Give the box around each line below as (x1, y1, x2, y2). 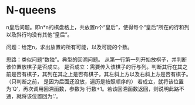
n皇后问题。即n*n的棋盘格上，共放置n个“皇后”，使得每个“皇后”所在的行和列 (6, 23, 190, 31)
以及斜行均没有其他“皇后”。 (6, 31, 73, 38)
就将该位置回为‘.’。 (16, 92, 62, 100)
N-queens (6, 4, 56, 17)
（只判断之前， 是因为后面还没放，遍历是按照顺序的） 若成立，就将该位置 (6, 77, 184, 85)
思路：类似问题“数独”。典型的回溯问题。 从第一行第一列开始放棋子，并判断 (6, 56, 187, 63)
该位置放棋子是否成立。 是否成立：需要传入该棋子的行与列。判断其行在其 (6, 63, 183, 70)
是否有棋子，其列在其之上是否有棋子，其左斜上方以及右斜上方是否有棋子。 (11, 70, 191, 77)
